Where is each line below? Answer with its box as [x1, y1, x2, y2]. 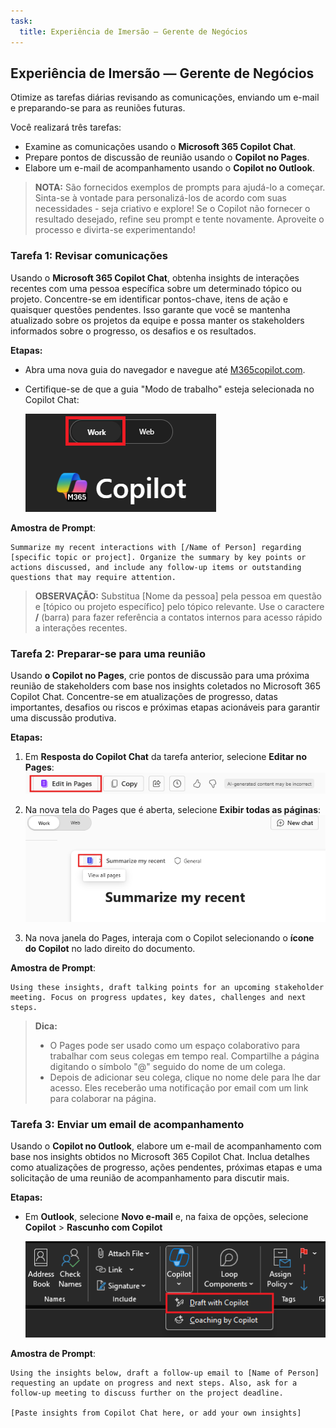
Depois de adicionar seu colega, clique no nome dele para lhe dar [49, 1071, 321, 1083]
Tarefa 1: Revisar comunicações [10, 249, 168, 263]
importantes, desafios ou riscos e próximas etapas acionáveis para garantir [10, 701, 321, 713]
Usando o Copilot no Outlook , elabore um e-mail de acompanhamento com [10, 1140, 322, 1152]
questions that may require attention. [10, 572, 177, 582]
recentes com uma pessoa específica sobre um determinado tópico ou [10, 282, 302, 294]
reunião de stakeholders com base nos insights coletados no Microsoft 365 [10, 680, 322, 692]
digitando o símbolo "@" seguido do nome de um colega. [49, 1060, 287, 1072]
